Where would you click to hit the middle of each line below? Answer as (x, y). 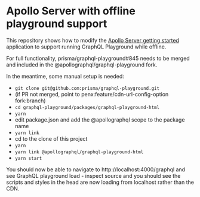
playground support (57, 24)
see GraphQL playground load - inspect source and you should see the (93, 175)
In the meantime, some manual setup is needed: (65, 76)
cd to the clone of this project (51, 138)
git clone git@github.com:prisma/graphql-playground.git (87, 88)
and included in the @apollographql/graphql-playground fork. (82, 65)
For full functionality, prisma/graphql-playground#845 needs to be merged (98, 58)
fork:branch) (30, 101)
